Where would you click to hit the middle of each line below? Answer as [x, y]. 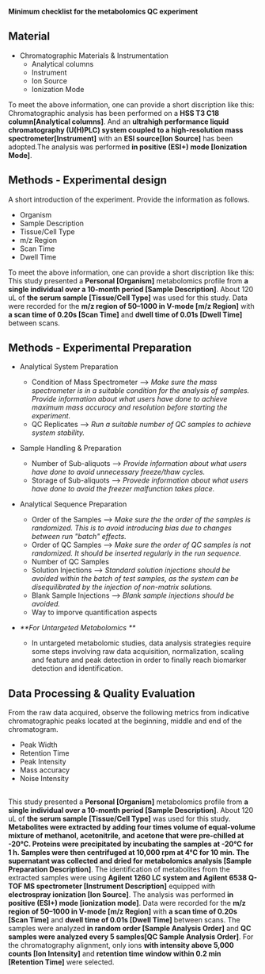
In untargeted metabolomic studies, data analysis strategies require [141, 643]
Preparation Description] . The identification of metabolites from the [119, 869]
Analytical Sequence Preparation [73, 504]
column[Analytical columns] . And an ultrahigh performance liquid [119, 121]
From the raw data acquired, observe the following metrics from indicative [129, 713]
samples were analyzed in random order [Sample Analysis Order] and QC [130, 928]
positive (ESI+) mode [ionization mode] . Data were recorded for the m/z [127, 903]
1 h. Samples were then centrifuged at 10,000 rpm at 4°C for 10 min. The [129, 852]
